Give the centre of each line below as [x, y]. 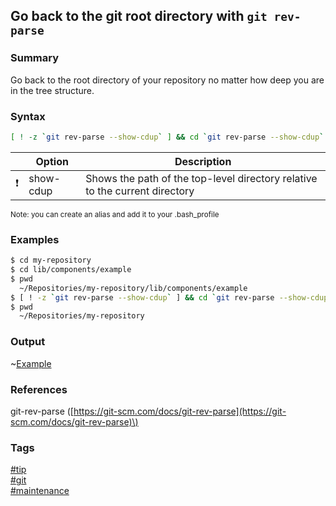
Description [203, 161]
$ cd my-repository [51, 260]
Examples [35, 239]
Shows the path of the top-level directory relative [201, 178]
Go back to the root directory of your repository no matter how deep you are [167, 80]
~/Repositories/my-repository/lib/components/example [133, 288]
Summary [35, 58]
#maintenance [40, 491]
